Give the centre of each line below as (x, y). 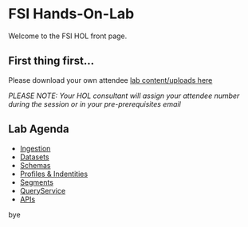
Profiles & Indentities (54, 174)
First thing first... (51, 61)
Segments (37, 182)
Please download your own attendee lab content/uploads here (110, 80)
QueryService (43, 190)
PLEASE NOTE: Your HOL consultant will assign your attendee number (124, 96)
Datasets (34, 157)
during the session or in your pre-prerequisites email (94, 104)
